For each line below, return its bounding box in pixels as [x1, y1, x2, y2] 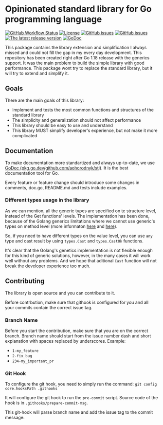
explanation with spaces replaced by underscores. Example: [5, 338, 126, 344]
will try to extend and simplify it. [5, 70, 69, 76]
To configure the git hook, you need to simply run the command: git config [5, 381, 157, 387]
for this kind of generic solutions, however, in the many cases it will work [5, 252, 151, 259]
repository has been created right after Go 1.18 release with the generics [5, 55, 150, 60]
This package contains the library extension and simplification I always [5, 44, 147, 50]
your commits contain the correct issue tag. [5, 304, 92, 310]
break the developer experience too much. [5, 263, 91, 269]
